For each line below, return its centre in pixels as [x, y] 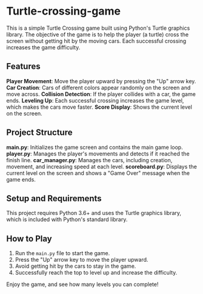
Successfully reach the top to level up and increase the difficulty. [96, 273]
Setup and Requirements [54, 198]
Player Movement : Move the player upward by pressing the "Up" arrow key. [101, 81]
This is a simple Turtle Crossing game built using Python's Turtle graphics [98, 28]
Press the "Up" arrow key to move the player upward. [82, 260]
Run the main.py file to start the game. [62, 253]
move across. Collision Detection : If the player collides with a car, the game [101, 94]
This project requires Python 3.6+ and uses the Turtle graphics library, [94, 213]
